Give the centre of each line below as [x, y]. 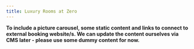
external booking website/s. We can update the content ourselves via [92, 34]
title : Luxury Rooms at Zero [42, 11]
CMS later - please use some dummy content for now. [73, 40]
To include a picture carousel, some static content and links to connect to [97, 28]
